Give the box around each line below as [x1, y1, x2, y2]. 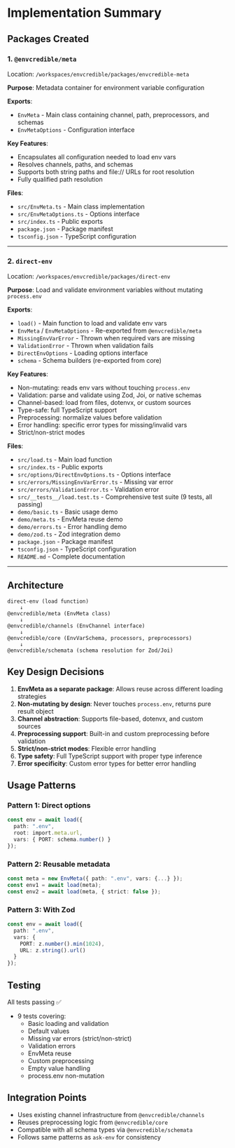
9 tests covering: [17, 1012, 66, 1020]
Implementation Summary [7, 5, 162, 21]
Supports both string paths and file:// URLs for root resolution [17, 167, 194, 176]
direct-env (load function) [7, 598, 90, 605]
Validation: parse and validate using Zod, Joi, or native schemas [17, 391, 201, 399]
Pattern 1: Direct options [7, 801, 91, 810]
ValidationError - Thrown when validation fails [17, 342, 154, 350]
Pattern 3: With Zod [7, 905, 76, 914]
